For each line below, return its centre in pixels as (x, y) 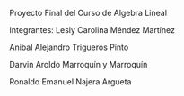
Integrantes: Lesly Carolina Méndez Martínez (92, 30)
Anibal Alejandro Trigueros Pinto (69, 47)
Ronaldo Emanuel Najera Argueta (70, 82)
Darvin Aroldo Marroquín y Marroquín (79, 64)
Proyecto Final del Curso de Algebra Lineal (88, 13)
